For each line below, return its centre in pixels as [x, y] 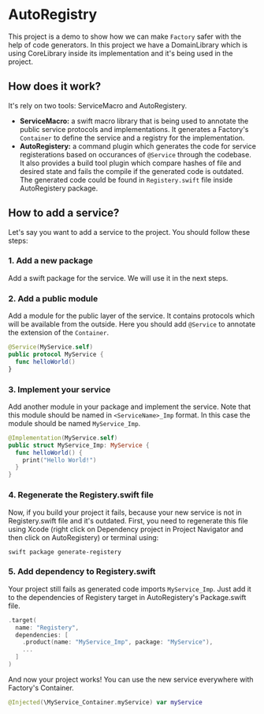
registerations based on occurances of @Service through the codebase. [136, 154]
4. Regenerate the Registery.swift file [81, 495]
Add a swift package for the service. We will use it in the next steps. [118, 278]
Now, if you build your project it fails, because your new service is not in [125, 512]
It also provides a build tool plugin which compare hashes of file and [130, 163]
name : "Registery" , [47, 627]
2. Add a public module [53, 298]
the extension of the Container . [58, 333]
